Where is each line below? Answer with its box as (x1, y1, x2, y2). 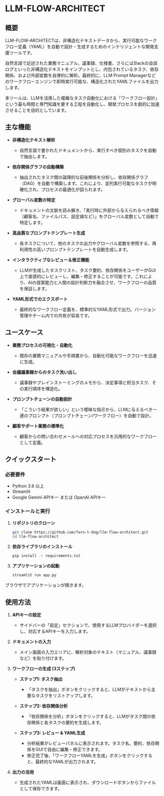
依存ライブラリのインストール (12, 544, 72, 550)
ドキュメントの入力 (12, 638, 51, 644)
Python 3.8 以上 (12, 483, 44, 489)
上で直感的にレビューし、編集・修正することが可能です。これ (19, 273, 144, 279)
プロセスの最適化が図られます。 (41, 187, 105, 192)
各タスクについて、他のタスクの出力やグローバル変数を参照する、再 (19, 240, 157, 246)
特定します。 (19, 219, 46, 225)
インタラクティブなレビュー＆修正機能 (12, 257, 90, 262)
